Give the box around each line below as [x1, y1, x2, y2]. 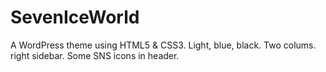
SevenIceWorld [10, 6, 140, 29]
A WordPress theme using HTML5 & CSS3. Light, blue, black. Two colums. [10, 39, 317, 51]
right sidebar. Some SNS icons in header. [10, 49, 180, 61]
